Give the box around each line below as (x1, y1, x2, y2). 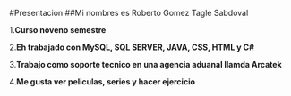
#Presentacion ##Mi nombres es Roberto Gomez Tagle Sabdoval (9, 8, 249, 18)
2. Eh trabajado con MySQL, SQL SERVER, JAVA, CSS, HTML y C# (9, 42, 255, 52)
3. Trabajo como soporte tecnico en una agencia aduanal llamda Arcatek (9, 60, 282, 69)
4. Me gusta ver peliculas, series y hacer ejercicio (9, 76, 195, 87)
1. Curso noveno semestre (9, 25, 107, 35)
